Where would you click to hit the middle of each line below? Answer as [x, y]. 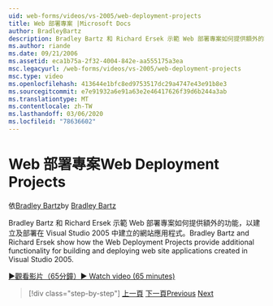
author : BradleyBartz [45, 31]
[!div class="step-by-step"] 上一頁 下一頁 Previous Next [121, 293]
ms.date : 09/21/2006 [43, 54]
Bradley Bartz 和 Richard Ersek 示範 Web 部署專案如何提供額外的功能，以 [131, 222]
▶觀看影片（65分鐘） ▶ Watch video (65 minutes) [92, 276]
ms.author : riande [39, 46]
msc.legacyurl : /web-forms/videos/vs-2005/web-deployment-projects [125, 69]
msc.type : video [36, 76]
